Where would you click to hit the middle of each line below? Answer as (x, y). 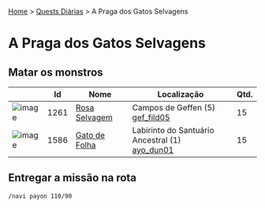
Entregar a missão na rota (72, 178)
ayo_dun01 (153, 150)
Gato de (90, 135)
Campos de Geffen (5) (174, 108)
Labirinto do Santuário (173, 130)
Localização (181, 94)
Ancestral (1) (157, 140)
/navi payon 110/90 (40, 196)
